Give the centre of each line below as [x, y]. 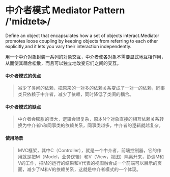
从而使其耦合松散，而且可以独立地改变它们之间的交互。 [63, 63]
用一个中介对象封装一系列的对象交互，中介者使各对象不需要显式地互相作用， [86, 57]
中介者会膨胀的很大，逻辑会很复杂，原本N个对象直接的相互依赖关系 [89, 119]
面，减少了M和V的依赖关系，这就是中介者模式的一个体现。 [79, 169]
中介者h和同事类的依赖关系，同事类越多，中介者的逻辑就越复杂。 [95, 125]
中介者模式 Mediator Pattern [65, 10]
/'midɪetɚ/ [28, 22]
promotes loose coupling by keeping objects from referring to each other [82, 41]
